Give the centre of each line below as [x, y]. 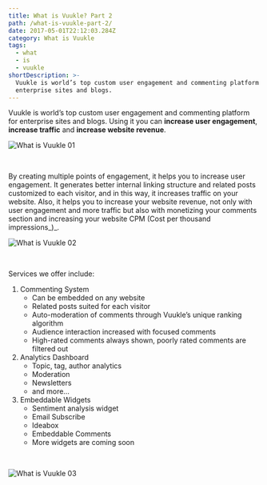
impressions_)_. [34, 227]
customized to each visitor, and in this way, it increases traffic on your [123, 194]
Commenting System [54, 290]
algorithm [48, 323]
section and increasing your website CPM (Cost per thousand [110, 219]
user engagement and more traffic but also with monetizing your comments [133, 210]
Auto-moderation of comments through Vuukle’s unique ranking [137, 315]
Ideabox [45, 426]
